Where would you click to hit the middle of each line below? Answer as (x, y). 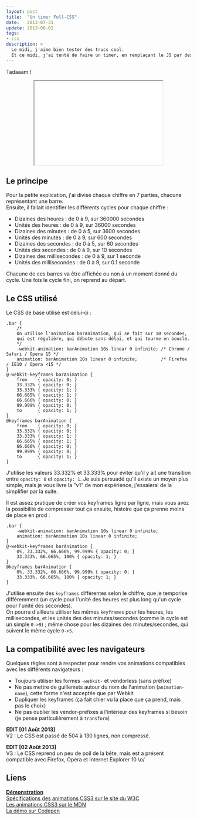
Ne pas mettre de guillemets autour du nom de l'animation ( (86, 687)
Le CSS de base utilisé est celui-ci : (49, 313)
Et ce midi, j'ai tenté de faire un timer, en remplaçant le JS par (97, 55)
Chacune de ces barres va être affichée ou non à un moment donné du (92, 274)
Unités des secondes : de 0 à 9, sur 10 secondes (73, 250)
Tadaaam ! (19, 72)
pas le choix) (30, 706)
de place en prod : (28, 515)
